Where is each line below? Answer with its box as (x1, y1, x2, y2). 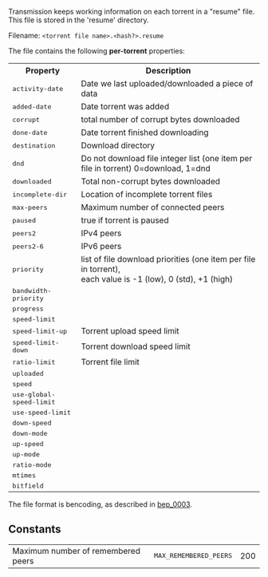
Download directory (81, 140, 156, 151)
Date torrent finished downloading (81, 127, 209, 138)
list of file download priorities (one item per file (81, 254, 256, 264)
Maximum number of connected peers (81, 202, 225, 212)
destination (12, 141, 56, 150)
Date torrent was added (81, 101, 170, 112)
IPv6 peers (81, 241, 122, 251)
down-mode (12, 429, 48, 437)
